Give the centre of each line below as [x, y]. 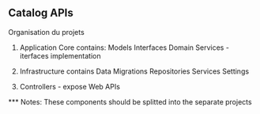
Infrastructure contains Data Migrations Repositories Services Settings [134, 71]
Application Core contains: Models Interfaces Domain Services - [124, 47]
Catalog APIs [41, 13]
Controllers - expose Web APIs [70, 86]
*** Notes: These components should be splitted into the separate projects [130, 101]
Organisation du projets [46, 32]
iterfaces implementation [60, 55]
